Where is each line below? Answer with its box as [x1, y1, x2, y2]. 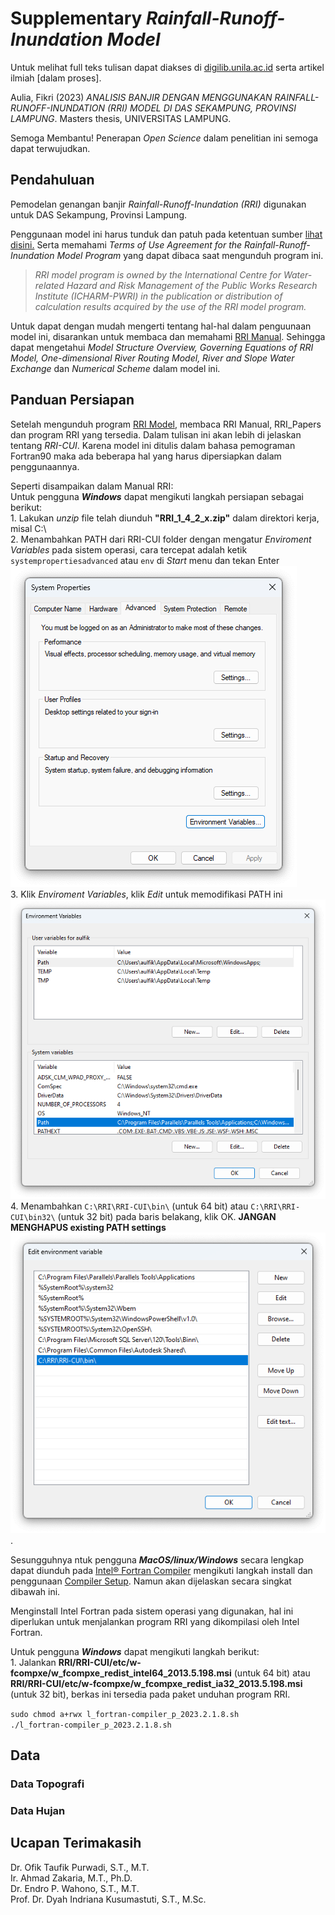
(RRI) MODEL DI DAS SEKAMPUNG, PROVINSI [107, 102, 297, 114]
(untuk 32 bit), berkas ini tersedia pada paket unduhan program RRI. [10, 1688, 291, 1700]
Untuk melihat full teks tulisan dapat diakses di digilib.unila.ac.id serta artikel [10, 61, 325, 73]
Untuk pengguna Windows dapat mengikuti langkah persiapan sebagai [10, 490, 304, 502]
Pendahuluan [10, 172, 95, 189]
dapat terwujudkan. [10, 142, 91, 154]
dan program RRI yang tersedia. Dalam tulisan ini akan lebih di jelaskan [10, 428, 302, 441]
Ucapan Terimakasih [10, 1835, 142, 1852]
